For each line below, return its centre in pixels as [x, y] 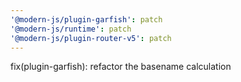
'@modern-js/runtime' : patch [71, 29]
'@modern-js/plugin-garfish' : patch [86, 19]
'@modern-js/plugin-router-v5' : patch [91, 38]
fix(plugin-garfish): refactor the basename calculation [121, 67]
